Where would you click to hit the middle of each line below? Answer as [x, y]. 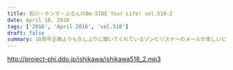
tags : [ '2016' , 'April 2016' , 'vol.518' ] [68, 26]
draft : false [26, 33]
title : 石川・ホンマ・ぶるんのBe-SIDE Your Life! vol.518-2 [90, 14]
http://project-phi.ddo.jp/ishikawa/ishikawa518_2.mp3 [84, 59]
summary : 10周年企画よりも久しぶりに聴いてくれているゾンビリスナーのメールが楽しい [114, 40]
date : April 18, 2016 [38, 20]
